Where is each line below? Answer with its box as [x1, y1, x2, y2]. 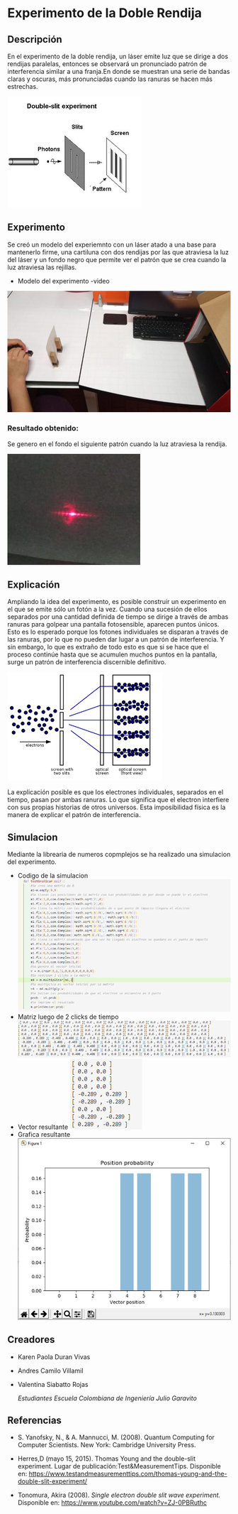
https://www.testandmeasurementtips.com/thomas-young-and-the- [28, 1469, 228, 1478]
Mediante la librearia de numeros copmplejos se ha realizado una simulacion [7, 850, 231, 859]
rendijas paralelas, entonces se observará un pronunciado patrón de [7, 60, 208, 68]
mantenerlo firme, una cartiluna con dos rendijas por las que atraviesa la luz [7, 247, 229, 256]
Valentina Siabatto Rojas [17, 1380, 89, 1388]
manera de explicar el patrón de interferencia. [7, 811, 141, 819]
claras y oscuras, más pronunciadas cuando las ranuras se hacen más [7, 75, 212, 83]
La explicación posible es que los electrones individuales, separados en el [7, 788, 224, 796]
